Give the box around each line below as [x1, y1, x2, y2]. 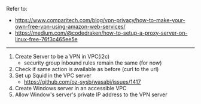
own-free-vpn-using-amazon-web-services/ [14, 23, 126, 30]
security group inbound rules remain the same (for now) [23, 59, 162, 66]
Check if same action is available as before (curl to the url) [14, 66, 159, 72]
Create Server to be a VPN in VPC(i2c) [14, 53, 110, 60]
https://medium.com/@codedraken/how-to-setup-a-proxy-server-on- [14, 29, 188, 36]
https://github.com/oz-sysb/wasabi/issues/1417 [23, 78, 141, 85]
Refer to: [6, 5, 28, 12]
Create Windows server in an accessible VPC [14, 85, 127, 91]
